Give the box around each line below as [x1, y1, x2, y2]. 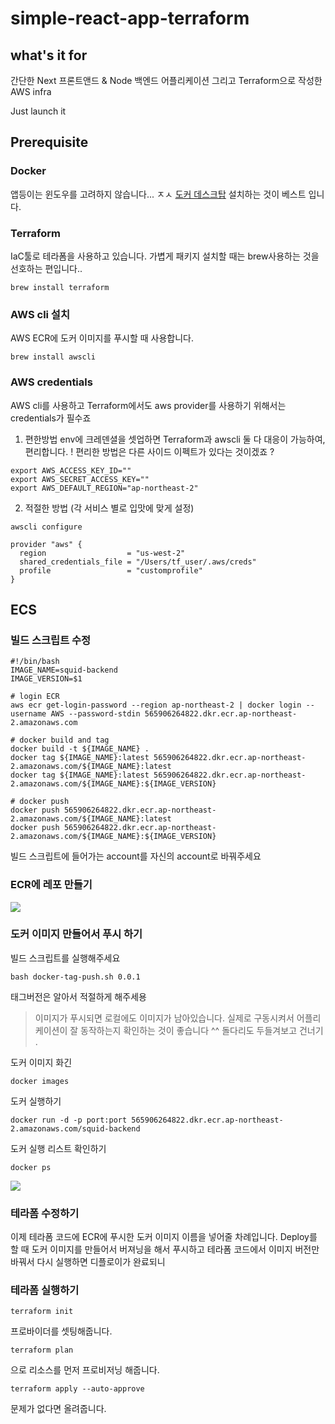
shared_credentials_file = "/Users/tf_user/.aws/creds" [19, 557, 257, 567]
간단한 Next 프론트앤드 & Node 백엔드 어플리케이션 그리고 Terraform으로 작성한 [10, 75, 323, 86]
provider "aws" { [10, 539, 83, 549]
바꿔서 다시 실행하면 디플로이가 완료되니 [10, 1256, 166, 1268]
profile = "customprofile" [19, 565, 203, 576]
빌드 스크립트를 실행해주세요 [10, 952, 121, 964]
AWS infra [10, 86, 52, 97]
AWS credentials [10, 375, 93, 389]
